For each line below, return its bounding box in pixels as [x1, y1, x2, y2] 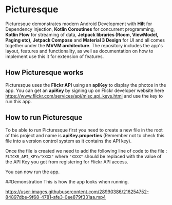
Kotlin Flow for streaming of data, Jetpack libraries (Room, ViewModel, [5, 31, 159, 38]
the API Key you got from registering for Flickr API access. [5, 158, 128, 165]
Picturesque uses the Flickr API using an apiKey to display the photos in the [5, 82, 166, 88]
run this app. [5, 98, 32, 104]
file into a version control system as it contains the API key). [5, 138, 132, 144]
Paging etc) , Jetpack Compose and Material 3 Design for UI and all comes [5, 37, 165, 43]
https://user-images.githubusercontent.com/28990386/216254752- [5, 189, 149, 195]
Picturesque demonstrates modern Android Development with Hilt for [5, 21, 152, 27]
